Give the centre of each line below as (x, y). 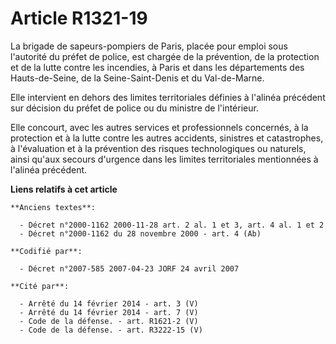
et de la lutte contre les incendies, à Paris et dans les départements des (157, 67)
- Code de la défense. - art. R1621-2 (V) (109, 321)
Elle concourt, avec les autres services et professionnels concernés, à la (159, 127)
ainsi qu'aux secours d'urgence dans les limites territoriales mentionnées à (164, 159)
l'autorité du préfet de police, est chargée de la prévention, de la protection (165, 56)
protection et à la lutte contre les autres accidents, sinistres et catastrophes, (167, 138)
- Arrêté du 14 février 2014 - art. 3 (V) (109, 303)
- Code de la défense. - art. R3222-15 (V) (111, 330)
